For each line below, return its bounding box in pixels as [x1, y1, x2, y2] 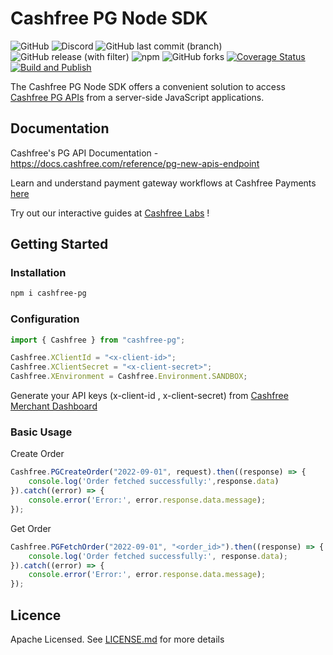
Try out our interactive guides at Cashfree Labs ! [10, 207, 210, 219]
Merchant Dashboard [10, 400, 98, 412]
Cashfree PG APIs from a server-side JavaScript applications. [10, 91, 265, 103]
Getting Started [10, 236, 109, 253]
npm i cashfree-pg [10, 288, 87, 299]
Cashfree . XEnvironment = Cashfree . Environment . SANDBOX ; [10, 372, 248, 382]
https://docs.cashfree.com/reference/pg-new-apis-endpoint [10, 157, 260, 169]
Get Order [10, 522, 52, 534]
